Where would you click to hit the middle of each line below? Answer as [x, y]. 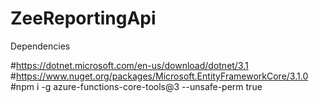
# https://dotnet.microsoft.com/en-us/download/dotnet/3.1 [129, 65]
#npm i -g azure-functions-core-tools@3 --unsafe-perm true [136, 86]
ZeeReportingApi [83, 18]
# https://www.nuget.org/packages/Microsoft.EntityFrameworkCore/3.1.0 [159, 76]
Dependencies [40, 46]
